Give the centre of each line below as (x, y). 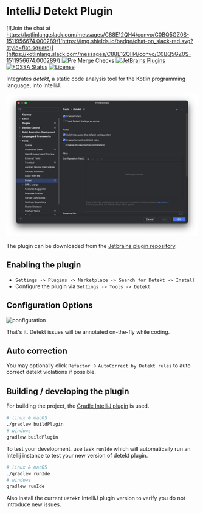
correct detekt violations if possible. (51, 372)
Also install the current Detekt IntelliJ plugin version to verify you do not (96, 498)
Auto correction (37, 351)
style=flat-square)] (30, 48)
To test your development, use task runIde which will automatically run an (98, 448)
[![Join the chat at (29, 28)
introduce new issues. (34, 504)
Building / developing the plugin (68, 391)
